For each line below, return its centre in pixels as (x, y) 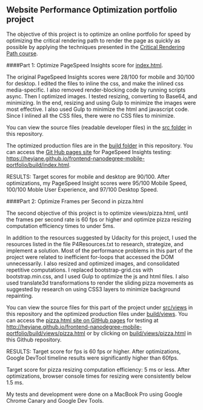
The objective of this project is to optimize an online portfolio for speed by (98, 34)
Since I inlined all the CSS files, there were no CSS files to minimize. (91, 115)
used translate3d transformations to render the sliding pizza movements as (100, 283)
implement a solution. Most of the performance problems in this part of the (99, 250)
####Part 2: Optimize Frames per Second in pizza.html (75, 201)
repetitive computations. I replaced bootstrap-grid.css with (80, 270)
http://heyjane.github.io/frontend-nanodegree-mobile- (74, 326)
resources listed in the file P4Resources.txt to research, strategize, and (95, 244)
